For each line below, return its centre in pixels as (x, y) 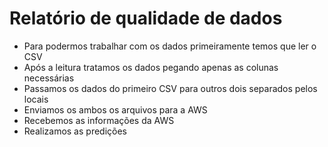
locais (36, 99)
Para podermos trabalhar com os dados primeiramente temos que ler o (170, 46)
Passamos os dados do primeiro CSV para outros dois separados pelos (170, 88)
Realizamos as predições (75, 131)
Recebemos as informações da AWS (99, 120)
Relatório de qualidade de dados (146, 18)
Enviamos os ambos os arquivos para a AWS (115, 109)
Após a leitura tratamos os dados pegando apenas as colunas (151, 67)
